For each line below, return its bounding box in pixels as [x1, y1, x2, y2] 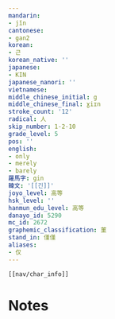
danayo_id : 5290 [8, 212, 62, 220]
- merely [8, 160, 37, 168]
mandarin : [8, 11, 41, 20]
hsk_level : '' [8, 196, 56, 204]
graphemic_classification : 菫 [8, 226, 107, 235]
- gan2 [8, 33, 30, 42]
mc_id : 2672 [8, 219, 48, 227]
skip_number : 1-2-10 [8, 123, 77, 130]
